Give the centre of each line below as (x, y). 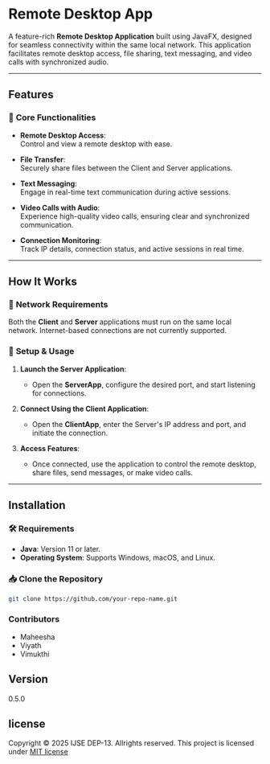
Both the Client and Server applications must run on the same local (120, 322)
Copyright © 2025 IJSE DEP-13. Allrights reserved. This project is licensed (131, 743)
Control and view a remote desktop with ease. (96, 144)
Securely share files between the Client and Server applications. (126, 168)
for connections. (59, 393)
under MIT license (38, 752)
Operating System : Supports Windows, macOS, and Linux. (117, 558)
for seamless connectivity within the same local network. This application (130, 44)
